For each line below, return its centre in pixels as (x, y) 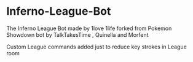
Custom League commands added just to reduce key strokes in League (97, 47)
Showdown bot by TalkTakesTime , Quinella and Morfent (77, 34)
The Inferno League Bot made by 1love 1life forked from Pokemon (89, 28)
